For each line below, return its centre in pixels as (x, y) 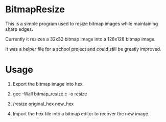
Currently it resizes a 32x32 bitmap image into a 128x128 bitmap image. (80, 39)
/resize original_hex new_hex (43, 104)
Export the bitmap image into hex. (48, 84)
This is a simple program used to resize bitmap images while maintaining (82, 24)
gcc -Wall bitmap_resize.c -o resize (50, 94)
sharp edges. (19, 29)
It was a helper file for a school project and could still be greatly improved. (84, 49)
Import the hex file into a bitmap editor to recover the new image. (81, 113)
